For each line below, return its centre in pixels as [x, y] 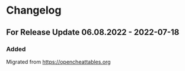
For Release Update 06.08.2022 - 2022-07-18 [93, 32]
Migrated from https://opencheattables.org [58, 62]
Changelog [34, 10]
